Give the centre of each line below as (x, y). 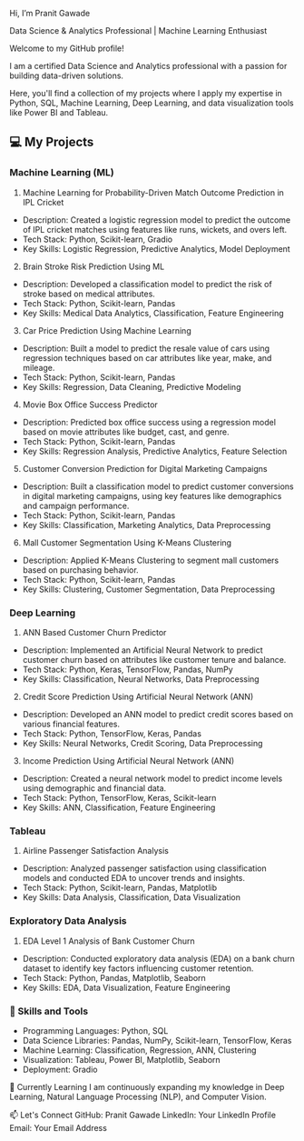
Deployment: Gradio (60, 1069)
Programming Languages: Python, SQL (95, 1030)
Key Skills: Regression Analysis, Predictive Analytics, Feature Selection (155, 451)
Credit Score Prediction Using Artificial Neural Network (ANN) (138, 696)
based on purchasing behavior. (80, 570)
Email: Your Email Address (58, 1127)
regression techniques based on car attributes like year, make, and (147, 357)
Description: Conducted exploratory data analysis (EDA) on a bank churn (158, 958)
